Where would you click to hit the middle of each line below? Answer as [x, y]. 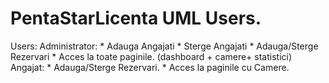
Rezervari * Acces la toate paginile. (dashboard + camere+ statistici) [151, 56]
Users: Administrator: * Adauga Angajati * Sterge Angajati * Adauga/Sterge [164, 46]
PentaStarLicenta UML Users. [136, 18]
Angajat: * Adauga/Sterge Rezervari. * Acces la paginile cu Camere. [150, 67]
